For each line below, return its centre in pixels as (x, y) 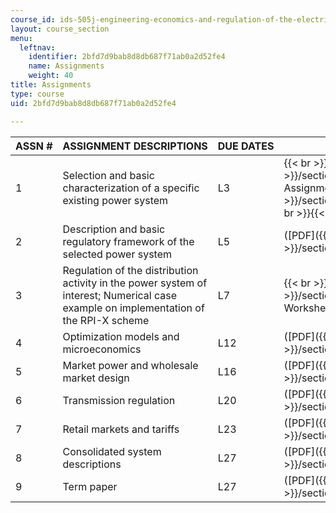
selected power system (117, 254)
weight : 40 (51, 76)
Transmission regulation (119, 400)
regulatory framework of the (128, 241)
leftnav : (37, 47)
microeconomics (102, 349)
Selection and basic (108, 175)
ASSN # (34, 146)
